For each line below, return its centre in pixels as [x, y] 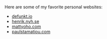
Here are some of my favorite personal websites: [54, 7]
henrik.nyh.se [25, 21]
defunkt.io [22, 16]
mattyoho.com [26, 26]
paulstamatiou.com [31, 32]
